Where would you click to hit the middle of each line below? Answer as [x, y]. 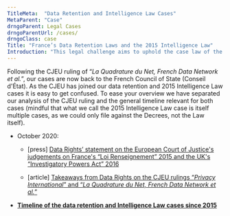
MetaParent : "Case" [35, 20]
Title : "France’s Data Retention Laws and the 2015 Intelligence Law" [110, 45]
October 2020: [38, 136]
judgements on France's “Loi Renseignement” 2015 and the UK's [119, 156]
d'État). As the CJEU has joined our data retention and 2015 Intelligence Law [115, 86]
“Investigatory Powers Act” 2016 [73, 164]
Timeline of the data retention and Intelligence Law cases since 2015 [117, 205]
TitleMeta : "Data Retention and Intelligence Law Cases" [92, 13]
